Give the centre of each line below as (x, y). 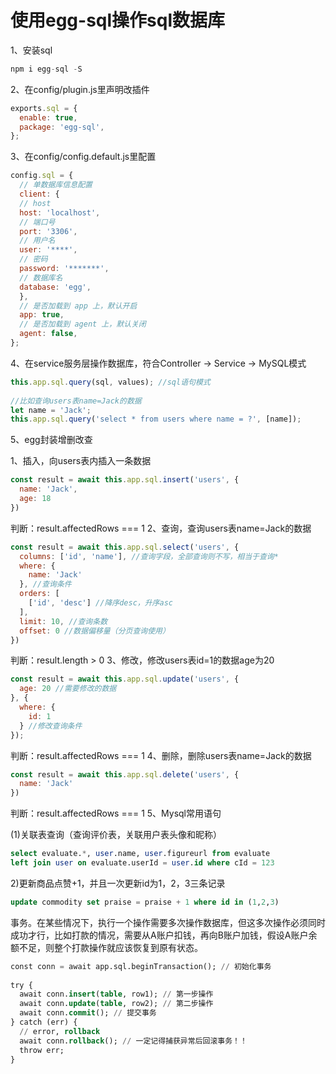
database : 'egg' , (55, 287)
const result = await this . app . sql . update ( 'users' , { (125, 679)
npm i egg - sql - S (46, 69)
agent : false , (48, 334)
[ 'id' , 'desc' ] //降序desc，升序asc (100, 603)
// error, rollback (60, 1031)
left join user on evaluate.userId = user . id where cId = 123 (142, 863)
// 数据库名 (41, 277)
